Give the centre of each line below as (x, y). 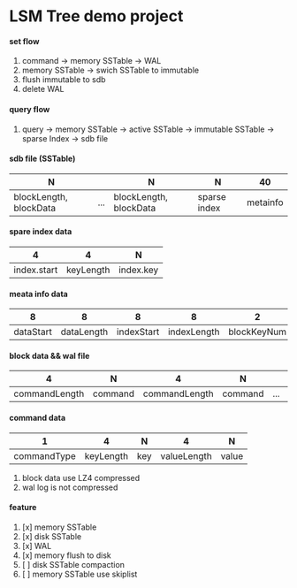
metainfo (265, 202)
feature (23, 508)
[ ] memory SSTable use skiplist (80, 574)
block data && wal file (49, 355)
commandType (45, 455)
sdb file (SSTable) (42, 159)
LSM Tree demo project (96, 16)
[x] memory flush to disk (67, 555)
